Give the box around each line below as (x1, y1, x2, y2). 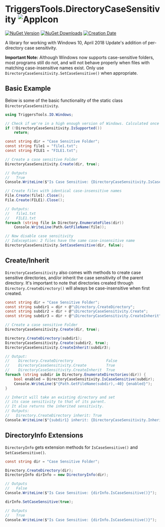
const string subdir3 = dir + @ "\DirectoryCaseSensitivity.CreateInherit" (5, 314, 162, 319)
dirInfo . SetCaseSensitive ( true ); (5, 499, 74, 504)
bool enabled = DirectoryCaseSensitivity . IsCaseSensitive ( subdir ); (14, 377, 155, 381)
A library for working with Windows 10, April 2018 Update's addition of (5, 39, 147, 45)
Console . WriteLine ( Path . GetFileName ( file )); (14, 225, 107, 230)
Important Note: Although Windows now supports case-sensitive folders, (5, 54, 154, 60)
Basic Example (5, 85, 51, 93)
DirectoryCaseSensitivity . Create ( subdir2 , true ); (5, 340, 109, 345)
